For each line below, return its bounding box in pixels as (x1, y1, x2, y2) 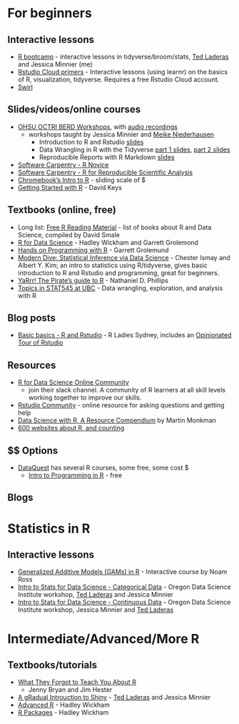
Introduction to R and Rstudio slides (39, 137, 144, 146)
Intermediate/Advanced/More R (7, 630, 200, 647)
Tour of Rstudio (17, 338, 63, 347)
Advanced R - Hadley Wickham (17, 700, 111, 709)
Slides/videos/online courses (7, 104, 141, 116)
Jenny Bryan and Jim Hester (28, 685, 113, 694)
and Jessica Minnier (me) (17, 60, 93, 69)
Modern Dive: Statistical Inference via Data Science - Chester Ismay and (17, 253, 230, 262)
